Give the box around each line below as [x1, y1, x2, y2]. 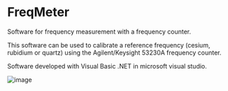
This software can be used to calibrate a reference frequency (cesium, [7, 41, 211, 49]
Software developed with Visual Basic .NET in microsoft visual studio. [7, 62, 208, 70]
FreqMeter [7, 4, 70, 20]
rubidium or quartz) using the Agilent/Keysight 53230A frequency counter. [7, 48, 222, 57]
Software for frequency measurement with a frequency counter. [7, 27, 192, 36]
